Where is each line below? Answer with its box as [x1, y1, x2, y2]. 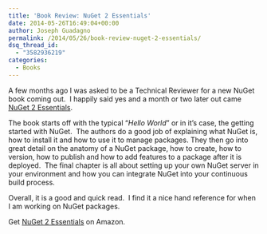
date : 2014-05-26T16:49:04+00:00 [8, 19, 120, 27]
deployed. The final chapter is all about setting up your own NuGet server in [8, 161, 259, 170]
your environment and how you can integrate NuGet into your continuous [8, 169, 249, 178]
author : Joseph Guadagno [8, 26, 91, 34]
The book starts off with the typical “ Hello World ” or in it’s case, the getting [8, 117, 254, 128]
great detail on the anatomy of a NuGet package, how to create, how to [8, 143, 241, 153]
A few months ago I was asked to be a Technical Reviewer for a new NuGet [8, 85, 255, 95]
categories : [8, 57, 48, 65]
